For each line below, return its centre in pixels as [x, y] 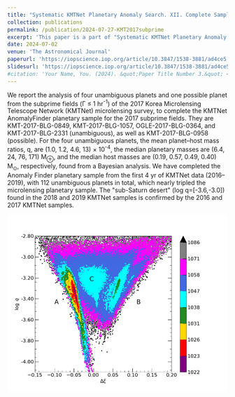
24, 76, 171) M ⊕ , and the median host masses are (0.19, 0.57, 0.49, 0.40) [112, 157]
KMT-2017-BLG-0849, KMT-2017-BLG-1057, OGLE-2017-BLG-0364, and [111, 126]
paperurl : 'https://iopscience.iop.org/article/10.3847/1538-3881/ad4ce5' [119, 60]
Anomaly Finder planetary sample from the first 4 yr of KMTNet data [106, 175]
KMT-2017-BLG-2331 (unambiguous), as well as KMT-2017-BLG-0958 [108, 133]
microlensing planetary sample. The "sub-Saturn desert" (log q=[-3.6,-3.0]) [116, 190]
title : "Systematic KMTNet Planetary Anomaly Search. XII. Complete [109, 15]
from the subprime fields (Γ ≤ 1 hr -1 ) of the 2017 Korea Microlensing [104, 103]
